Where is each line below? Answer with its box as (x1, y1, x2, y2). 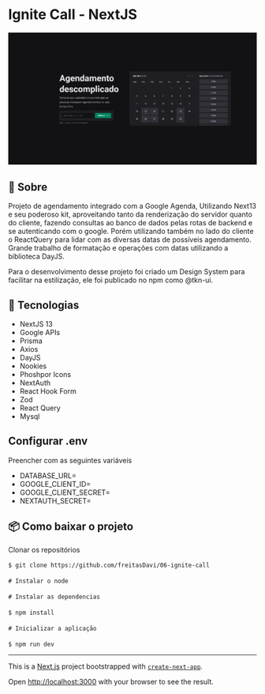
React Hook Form (19, 387, 77, 396)
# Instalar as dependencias (8, 593, 101, 601)
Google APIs (19, 328, 61, 338)
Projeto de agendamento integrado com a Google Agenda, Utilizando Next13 (8, 202, 257, 211)
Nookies (19, 361, 47, 371)
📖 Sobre (8, 180, 48, 194)
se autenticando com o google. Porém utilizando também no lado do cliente (8, 227, 254, 236)
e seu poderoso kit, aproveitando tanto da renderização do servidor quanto (8, 209, 252, 219)
